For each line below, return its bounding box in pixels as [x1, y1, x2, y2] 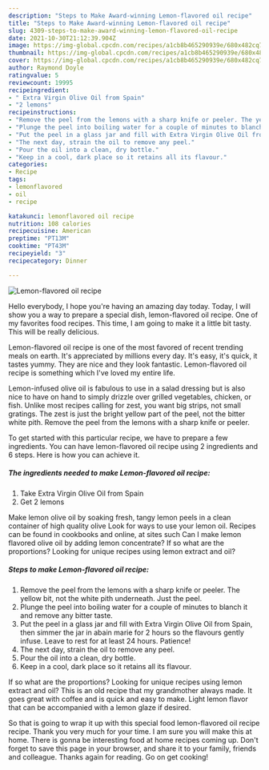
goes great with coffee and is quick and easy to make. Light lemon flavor [8, 694, 248, 704]
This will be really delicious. [8, 327, 100, 336]
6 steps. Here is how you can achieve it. [8, 450, 140, 459]
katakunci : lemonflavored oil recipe [8, 212, 134, 220]
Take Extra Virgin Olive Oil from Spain [19, 488, 144, 498]
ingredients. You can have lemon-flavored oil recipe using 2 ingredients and [8, 441, 259, 451]
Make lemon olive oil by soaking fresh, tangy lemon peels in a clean [8, 512, 231, 522]
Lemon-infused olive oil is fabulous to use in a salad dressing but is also [8, 383, 246, 393]
